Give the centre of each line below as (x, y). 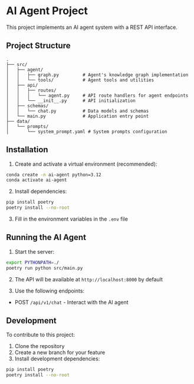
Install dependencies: (41, 191)
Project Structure (38, 46)
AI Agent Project (47, 11)
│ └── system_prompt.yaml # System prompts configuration (87, 132)
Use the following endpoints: (49, 291)
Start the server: (34, 251)
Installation (27, 150)
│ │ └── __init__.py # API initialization (71, 101)
